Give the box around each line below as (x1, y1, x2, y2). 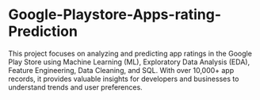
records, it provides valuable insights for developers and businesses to (8, 74, 239, 83)
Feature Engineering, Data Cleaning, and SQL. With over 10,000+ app (8, 65, 235, 75)
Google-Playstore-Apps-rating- (8, 6, 222, 24)
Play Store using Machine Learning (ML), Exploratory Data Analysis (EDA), (8, 57, 250, 67)
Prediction (8, 22, 78, 40)
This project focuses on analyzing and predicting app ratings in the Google (8, 48, 252, 58)
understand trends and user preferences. (8, 82, 143, 92)
